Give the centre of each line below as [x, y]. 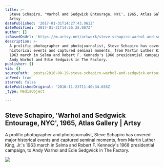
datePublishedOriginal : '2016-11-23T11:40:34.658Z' [59, 87]
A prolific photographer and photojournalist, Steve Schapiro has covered [78, 135]
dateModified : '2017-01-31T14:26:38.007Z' [49, 28]
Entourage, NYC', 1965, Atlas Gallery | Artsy [73, 123]
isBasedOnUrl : [20, 37]
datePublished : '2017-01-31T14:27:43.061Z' [50, 23]
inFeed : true [18, 78]
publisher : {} [20, 64]
